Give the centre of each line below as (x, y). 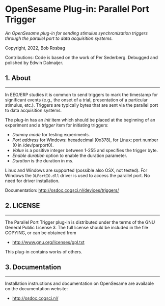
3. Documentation (33, 267)
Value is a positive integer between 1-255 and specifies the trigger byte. (85, 150)
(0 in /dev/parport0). (33, 145)
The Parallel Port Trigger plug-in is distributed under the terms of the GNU (80, 222)
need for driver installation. (32, 181)
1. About (18, 78)
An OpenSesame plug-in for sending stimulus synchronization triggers (77, 33)
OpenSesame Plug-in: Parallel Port (77, 9)
